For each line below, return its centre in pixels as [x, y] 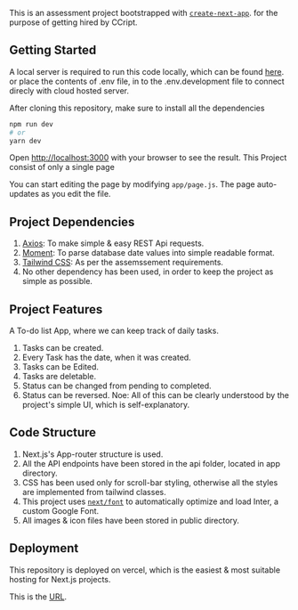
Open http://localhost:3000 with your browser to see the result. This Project [148, 158]
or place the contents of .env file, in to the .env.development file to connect [147, 81]
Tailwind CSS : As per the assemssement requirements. [123, 263]
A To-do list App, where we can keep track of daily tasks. [114, 331]
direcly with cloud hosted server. [69, 90]
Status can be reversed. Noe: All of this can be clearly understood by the [155, 395]
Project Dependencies [72, 222]
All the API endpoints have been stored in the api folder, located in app [151, 463]
